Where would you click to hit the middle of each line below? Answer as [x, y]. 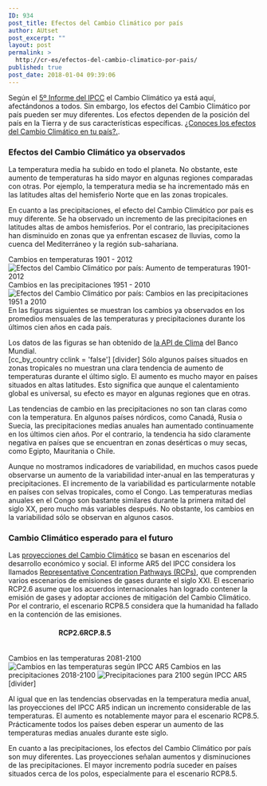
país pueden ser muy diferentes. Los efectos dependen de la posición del [129, 114]
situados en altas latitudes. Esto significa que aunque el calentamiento [124, 385]
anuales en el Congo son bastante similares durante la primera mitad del [127, 500]
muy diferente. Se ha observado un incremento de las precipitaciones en [128, 218]
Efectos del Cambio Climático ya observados [97, 152]
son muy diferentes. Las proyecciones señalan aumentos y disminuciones [130, 757]
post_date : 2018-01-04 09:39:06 [62, 75]
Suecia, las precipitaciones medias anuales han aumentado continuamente [131, 425]
